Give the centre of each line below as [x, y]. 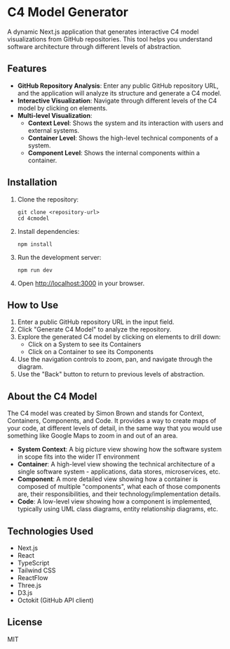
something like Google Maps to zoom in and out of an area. [93, 435]
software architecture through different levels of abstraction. [95, 46]
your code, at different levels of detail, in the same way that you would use [115, 428]
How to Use [33, 305]
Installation [32, 182]
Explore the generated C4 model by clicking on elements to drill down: [119, 337]
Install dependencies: [48, 231]
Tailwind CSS [36, 570]
